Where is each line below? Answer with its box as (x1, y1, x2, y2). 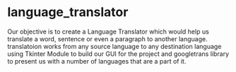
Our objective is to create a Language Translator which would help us (7, 27, 210, 36)
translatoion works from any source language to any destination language (7, 42, 222, 50)
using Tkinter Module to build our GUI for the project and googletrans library (7, 50, 230, 58)
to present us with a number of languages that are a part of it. (7, 57, 187, 65)
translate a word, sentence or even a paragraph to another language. (7, 34, 208, 43)
